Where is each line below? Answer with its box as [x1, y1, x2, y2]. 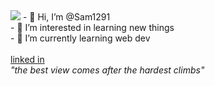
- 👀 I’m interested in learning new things [10, 22, 175, 33]
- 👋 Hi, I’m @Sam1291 [22, 11, 111, 23]
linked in [10, 54, 45, 65]
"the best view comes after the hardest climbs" [10, 64, 205, 76]
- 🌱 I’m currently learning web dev [10, 32, 151, 44]
